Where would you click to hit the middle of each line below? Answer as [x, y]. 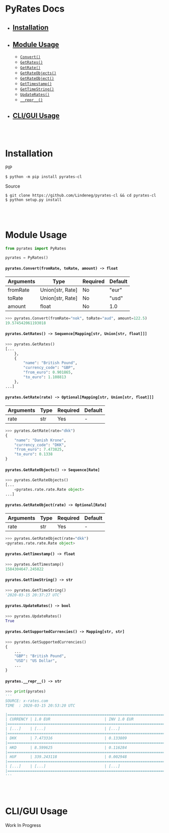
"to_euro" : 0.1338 [33, 454]
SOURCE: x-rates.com [27, 701]
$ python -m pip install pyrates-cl [44, 177]
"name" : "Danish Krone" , [40, 440]
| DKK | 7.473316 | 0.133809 [66, 738]
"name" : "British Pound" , [51, 363]
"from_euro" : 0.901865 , [48, 373]
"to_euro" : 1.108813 [45, 377]
